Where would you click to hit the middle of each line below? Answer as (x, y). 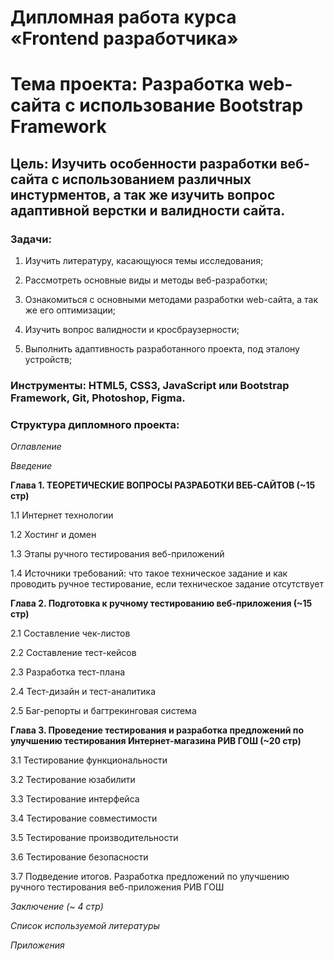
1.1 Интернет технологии (62, 515)
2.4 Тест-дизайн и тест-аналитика (83, 692)
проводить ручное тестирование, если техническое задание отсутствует (167, 584)
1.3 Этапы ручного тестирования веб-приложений (117, 554)
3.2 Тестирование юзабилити (73, 780)
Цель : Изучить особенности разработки (144, 163)
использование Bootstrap (191, 105)
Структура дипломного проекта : (95, 424)
